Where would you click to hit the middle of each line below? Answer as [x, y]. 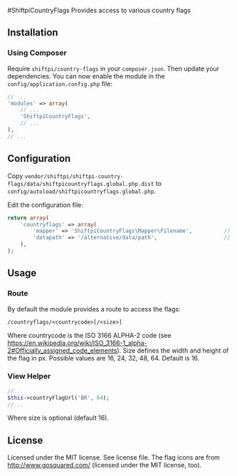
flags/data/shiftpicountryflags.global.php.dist [81, 184]
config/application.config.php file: [60, 83]
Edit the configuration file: [45, 205]
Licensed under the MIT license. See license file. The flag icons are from [114, 457]
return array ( [28, 218]
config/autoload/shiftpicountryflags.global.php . [82, 191]
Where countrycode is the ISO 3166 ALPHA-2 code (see [90, 335]
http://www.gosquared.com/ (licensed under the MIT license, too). [105, 465]
